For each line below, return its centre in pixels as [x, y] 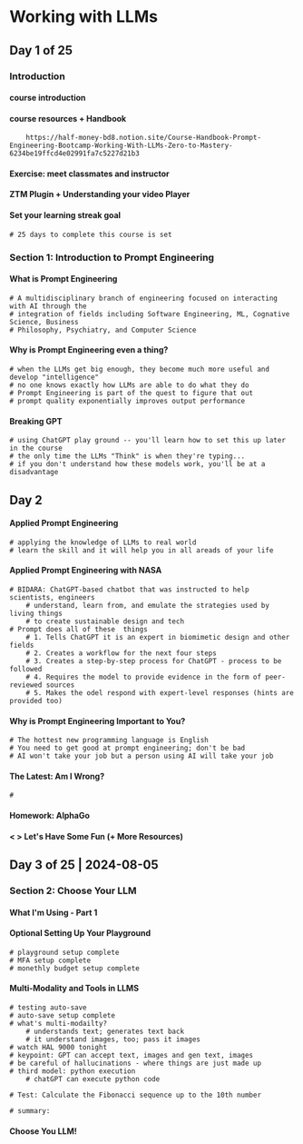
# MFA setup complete [50, 960]
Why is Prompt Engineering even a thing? [89, 350]
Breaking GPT [36, 421]
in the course [36, 448]
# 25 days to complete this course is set [91, 234]
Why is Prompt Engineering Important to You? [98, 721]
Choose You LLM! [43, 1131]
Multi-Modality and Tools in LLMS [74, 989]
